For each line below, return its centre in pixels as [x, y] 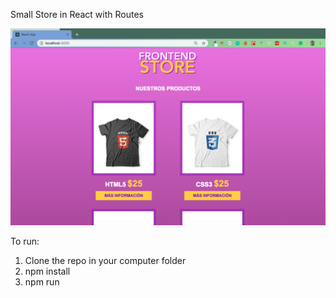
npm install [47, 271]
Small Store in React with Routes [77, 14]
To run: [25, 241]
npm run [42, 282]
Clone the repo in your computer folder [105, 260]
